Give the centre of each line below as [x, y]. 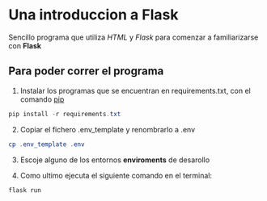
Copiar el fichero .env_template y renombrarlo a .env [108, 129]
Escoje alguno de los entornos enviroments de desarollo [115, 160]
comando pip [42, 99]
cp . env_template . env [47, 144]
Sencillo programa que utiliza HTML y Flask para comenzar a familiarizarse [133, 37]
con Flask [25, 45]
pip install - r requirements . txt [65, 114]
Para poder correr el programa [86, 71]
